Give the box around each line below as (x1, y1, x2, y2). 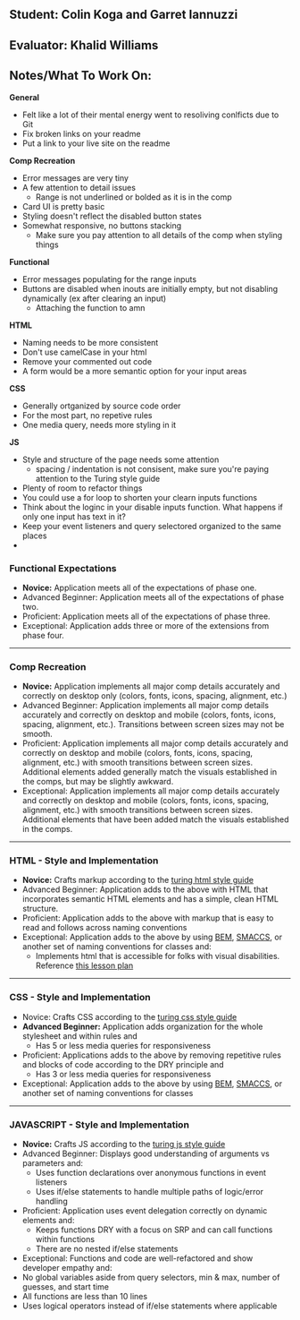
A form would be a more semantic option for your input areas (21, 365, 247, 376)
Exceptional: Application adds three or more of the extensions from (21, 620, 270, 630)
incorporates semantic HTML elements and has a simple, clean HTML (21, 894, 279, 904)
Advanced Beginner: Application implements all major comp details (21, 700, 270, 711)
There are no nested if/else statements (35, 1244, 179, 1255)
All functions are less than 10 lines (21, 1291, 148, 1302)
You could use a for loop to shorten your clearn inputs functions (21, 492, 257, 502)
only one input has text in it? (21, 510, 127, 522)
